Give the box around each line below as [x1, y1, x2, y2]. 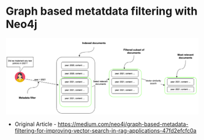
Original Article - [14, 120, 56, 128]
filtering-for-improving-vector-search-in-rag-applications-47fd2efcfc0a [14, 127, 197, 134]
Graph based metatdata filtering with [6, 4, 198, 18]
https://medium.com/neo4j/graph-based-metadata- [57, 120, 189, 128]
